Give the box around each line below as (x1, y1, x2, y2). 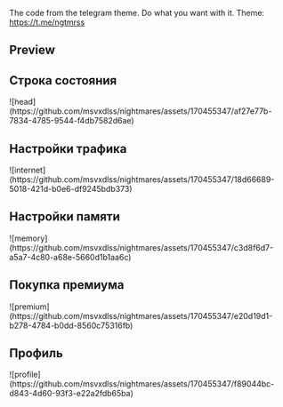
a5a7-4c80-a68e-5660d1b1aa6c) (9, 251, 132, 262)
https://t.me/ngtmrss (9, 17, 85, 28)
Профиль (9, 346, 64, 361)
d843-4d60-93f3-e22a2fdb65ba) (9, 388, 133, 399)
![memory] (9, 233, 48, 243)
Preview (9, 43, 56, 58)
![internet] (9, 164, 46, 176)
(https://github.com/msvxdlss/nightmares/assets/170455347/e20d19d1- (9, 310, 273, 321)
